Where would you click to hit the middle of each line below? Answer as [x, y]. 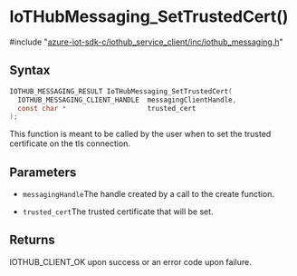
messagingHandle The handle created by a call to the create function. [148, 194]
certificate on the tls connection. [70, 143]
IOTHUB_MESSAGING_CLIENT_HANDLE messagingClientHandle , [127, 100]
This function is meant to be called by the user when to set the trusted [140, 134]
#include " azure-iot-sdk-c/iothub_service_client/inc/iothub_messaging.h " [146, 42]
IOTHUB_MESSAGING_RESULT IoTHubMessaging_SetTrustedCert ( [121, 91]
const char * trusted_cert [107, 108]
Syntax [30, 70]
